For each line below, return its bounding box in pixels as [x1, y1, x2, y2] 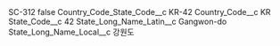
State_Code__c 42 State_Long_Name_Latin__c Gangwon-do [8, 16, 227, 27]
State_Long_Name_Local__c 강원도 [8, 27, 135, 37]
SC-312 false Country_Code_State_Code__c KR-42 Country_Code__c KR [8, 7, 271, 17]
